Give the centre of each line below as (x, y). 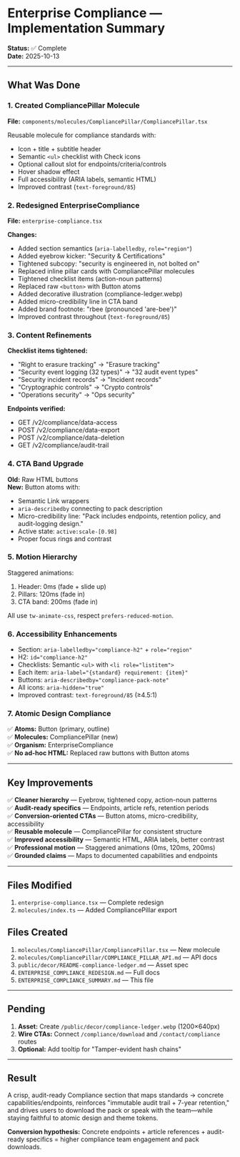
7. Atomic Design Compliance (59, 714)
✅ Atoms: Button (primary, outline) (59, 729)
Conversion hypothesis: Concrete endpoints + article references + (106, 1132)
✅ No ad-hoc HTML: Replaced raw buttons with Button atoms (99, 753)
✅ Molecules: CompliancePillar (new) (63, 737)
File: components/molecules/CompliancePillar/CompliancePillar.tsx (107, 121)
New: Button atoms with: (44, 487)
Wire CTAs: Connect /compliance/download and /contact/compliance (119, 1034)
